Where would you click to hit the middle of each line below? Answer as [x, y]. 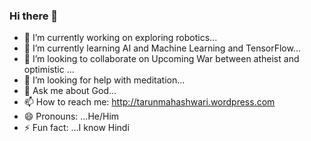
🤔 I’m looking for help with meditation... [104, 80]
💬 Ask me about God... [70, 91]
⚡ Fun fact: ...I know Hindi [76, 128]
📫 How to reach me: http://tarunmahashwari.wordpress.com [149, 102]
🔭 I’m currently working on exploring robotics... [120, 38]
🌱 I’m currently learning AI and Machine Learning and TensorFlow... [162, 48]
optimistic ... [49, 70]
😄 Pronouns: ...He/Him [71, 116]
